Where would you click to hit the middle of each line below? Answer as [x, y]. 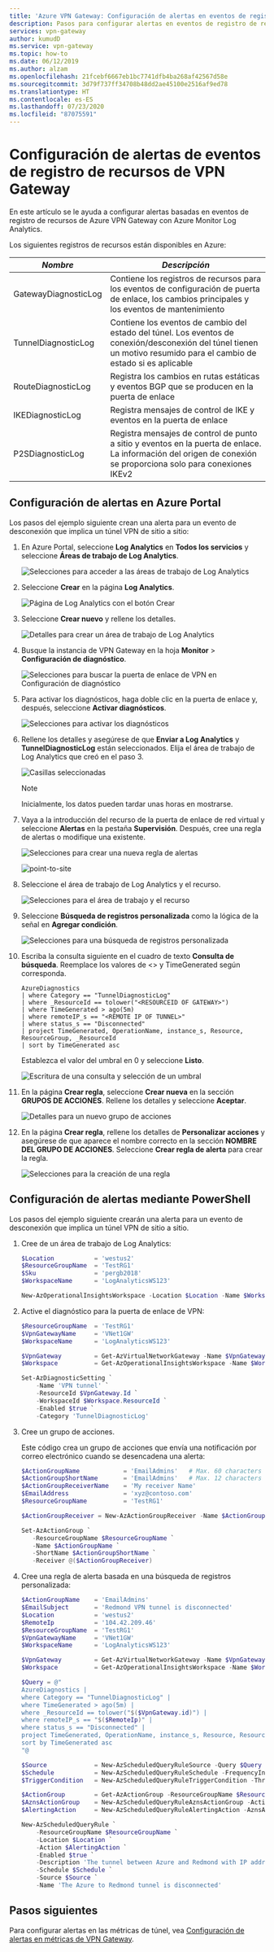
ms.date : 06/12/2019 [44, 62]
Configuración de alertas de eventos [135, 155]
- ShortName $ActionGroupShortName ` [94, 1553]
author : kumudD [35, 39]
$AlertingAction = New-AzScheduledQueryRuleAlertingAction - [134, 1810]
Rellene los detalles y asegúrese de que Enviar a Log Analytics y [130, 739]
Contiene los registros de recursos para [186, 278]
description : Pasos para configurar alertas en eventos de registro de [133, 24]
